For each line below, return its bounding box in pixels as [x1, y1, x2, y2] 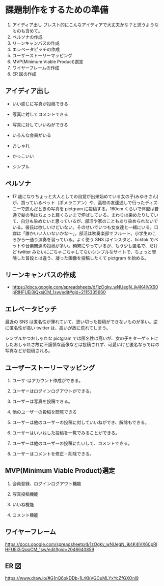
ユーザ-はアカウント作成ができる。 [12, 378, 83, 383]
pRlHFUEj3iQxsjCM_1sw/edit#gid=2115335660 [12, 289, 106, 295]
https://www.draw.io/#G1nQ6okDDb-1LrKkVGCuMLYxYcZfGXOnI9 [5, 575, 139, 581]
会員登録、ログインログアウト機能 [12, 481, 82, 487]
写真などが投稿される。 [5, 348, 53, 354]
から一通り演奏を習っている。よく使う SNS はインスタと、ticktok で [16, 236, 154, 242]
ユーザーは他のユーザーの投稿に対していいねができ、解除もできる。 [12, 420, 149, 425]
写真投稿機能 [12, 491, 38, 497]
